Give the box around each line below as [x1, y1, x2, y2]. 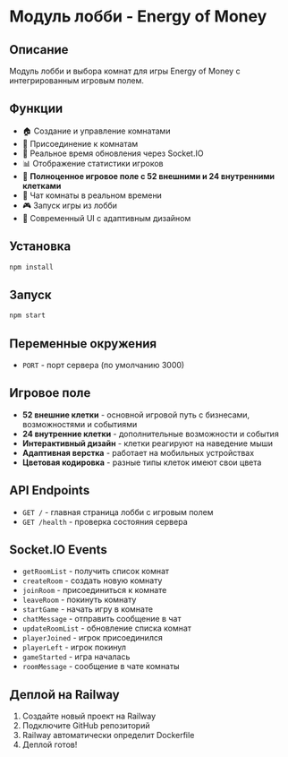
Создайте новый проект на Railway [21, 710, 157, 722]
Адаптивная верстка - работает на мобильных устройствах [21, 447, 255, 458]
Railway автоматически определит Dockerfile [21, 730, 195, 741]
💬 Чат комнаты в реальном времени [21, 190, 163, 201]
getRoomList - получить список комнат [21, 566, 170, 577]
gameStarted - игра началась [21, 651, 131, 662]
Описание [9, 42, 69, 57]
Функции [9, 101, 64, 116]
